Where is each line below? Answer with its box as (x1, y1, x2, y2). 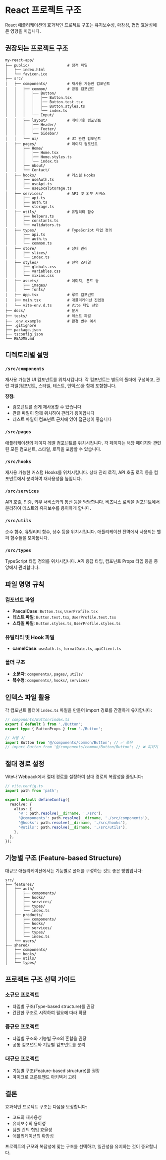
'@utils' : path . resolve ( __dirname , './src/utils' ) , (18, 825, 127, 830)
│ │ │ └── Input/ (5, 112, 55, 117)
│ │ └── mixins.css (5, 273, 55, 278)
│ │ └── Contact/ (5, 167, 50, 172)
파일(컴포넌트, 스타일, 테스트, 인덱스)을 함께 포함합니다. (10, 383, 117, 389)
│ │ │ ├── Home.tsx (5, 150, 58, 155)
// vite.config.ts (5, 783, 43, 789)
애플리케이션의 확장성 (12, 1133, 54, 1139)
